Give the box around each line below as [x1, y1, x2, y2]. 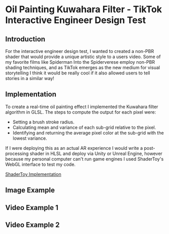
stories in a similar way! [5, 75, 54, 81]
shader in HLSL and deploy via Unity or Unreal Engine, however [29, 150, 162, 157]
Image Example [5, 186, 55, 195]
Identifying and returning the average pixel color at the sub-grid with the [12, 129, 164, 136]
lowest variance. [12, 135, 47, 141]
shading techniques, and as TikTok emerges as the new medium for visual [5, 65, 160, 70]
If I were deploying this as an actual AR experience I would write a [5, 145, 143, 151]
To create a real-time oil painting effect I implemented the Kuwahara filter [5, 103, 158, 110]
